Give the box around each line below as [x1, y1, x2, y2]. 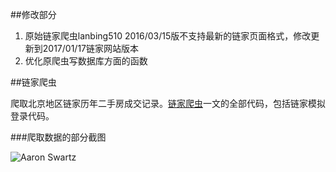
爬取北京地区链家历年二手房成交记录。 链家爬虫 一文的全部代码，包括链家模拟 [10, 98, 326, 109]
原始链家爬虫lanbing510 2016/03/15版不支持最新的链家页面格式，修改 [24, 30, 312, 42]
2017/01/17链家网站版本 [42, 43, 140, 54]
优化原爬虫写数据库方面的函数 [24, 55, 148, 67]
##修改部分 [10, 9, 57, 20]
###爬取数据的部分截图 [10, 131, 107, 143]
